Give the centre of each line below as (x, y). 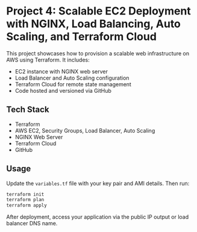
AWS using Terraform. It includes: (48, 60)
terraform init (25, 194)
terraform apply (27, 205)
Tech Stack (28, 110)
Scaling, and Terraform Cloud (81, 37)
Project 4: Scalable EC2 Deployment (98, 11)
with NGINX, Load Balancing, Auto (93, 24)
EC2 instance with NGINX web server (61, 71)
